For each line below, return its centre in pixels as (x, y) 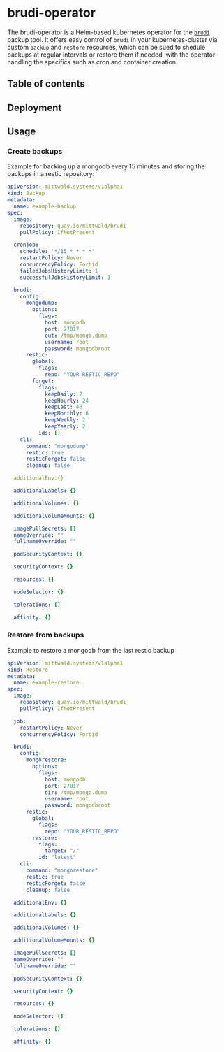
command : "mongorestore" (62, 871)
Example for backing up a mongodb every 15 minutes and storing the (106, 166)
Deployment (35, 107)
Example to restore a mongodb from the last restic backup (91, 650)
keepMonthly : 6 (67, 414)
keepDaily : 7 (63, 394)
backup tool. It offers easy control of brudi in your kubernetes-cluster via (112, 39)
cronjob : (26, 245)
